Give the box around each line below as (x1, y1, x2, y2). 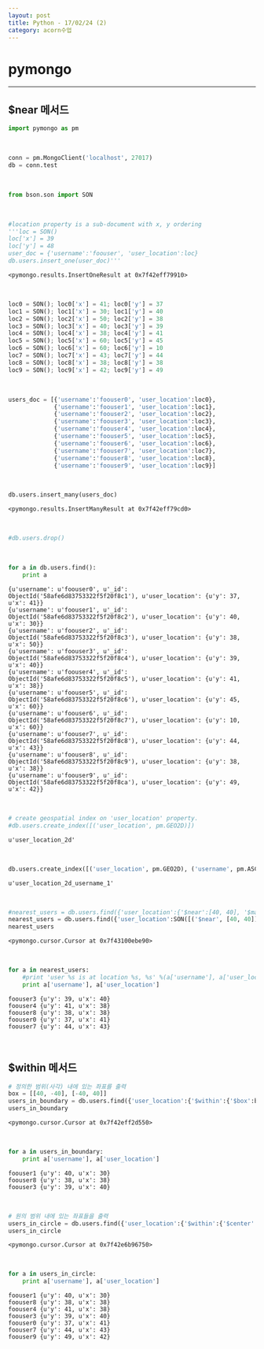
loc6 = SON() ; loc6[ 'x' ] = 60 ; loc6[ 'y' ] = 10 (8, 344, 163, 352)
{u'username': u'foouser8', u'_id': (8, 750, 128, 759)
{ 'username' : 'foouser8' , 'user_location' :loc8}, (53, 454, 216, 462)
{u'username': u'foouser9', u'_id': (8, 771, 128, 779)
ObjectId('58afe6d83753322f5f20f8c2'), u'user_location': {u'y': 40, (8, 612, 241, 621)
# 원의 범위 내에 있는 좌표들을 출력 (8, 1212, 108, 1220)
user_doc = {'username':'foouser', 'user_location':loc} (8, 250, 199, 258)
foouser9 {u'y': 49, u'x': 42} (8, 1333, 111, 1341)
